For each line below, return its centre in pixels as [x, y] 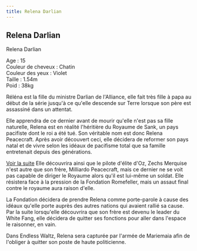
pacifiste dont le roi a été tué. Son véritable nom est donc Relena [84, 133]
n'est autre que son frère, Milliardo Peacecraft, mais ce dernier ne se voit [95, 169]
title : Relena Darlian [34, 11]
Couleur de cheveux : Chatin [41, 67]
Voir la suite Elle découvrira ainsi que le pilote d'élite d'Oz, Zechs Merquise [96, 163]
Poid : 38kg [20, 86]
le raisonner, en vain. [31, 225]
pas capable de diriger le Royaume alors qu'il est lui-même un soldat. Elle [95, 176]
